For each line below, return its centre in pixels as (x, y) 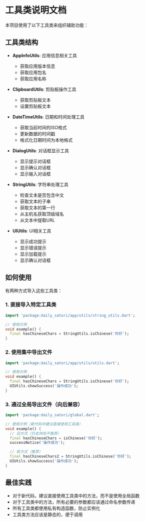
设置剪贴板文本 (35, 106)
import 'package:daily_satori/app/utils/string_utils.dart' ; (70, 315)
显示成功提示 (33, 241)
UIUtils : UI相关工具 (32, 230)
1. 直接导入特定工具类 (31, 305)
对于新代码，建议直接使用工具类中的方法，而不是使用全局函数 (76, 495)
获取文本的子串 (35, 201)
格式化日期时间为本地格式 (46, 140)
